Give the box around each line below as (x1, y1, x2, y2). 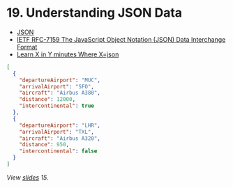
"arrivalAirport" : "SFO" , (19, 83, 95, 90)
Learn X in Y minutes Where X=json (16, 50, 119, 58)
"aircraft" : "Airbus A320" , (19, 134, 100, 142)
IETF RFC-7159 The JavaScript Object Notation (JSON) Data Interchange (16, 35, 226, 43)
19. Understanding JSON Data (6, 5, 183, 21)
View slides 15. (6, 173, 50, 182)
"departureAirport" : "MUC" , (19, 77, 100, 84)
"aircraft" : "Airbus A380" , (19, 89, 100, 97)
